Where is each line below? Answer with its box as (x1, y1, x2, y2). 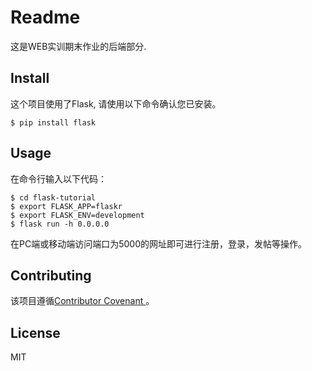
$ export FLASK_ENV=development (10, 210, 145, 220)
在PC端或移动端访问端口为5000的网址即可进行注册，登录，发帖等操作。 (10, 237, 307, 250)
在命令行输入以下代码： (10, 172, 107, 185)
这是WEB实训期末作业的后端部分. (10, 40, 147, 52)
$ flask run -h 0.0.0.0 (10, 219, 110, 229)
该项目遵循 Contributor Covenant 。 (10, 295, 155, 307)
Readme (10, 6, 81, 29)
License (10, 324, 61, 341)
